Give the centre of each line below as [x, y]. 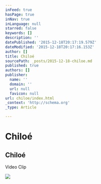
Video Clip [16, 167]
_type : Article [21, 107]
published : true [22, 65]
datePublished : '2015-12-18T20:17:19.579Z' [51, 42]
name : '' [19, 79]
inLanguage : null [23, 24]
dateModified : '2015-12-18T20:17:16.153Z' [50, 47]
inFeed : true [19, 10]
